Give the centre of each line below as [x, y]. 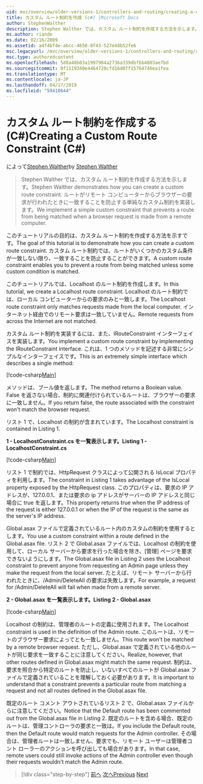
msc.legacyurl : [25, 52]
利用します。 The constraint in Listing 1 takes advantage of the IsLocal [103, 480]
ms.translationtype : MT [36, 74]
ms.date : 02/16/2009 [32, 40]
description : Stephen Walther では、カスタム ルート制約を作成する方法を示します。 [103, 29]
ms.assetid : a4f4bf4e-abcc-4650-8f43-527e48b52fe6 [71, 46]
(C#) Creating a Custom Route [82, 136]
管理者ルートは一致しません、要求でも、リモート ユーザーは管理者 [105, 741]
